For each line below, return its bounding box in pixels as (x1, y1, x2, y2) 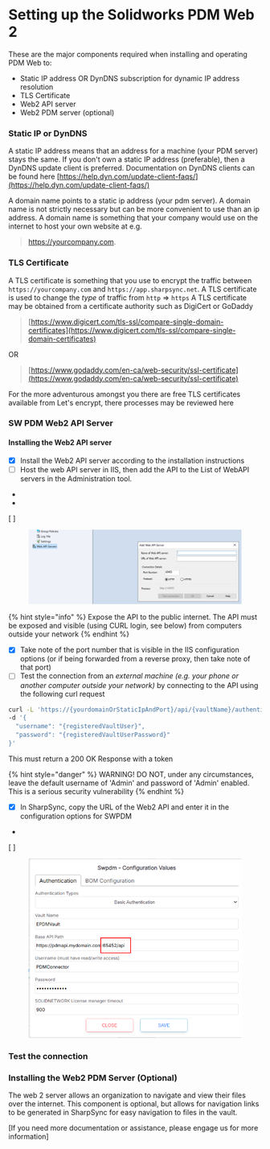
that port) (19, 662, 52, 673)
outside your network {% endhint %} (8, 629, 130, 639)
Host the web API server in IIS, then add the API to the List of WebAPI (19, 464, 250, 474)
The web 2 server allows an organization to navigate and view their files (8, 1090, 247, 1100)
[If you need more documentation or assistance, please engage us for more (8, 1123, 259, 1133)
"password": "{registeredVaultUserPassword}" (15, 731, 171, 739)
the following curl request (19, 689, 105, 698)
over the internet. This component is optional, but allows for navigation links (8, 1099, 260, 1109)
